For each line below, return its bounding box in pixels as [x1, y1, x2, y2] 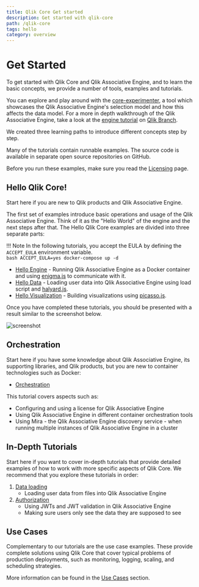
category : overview [6, 32, 56, 38]
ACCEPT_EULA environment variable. [6, 249, 93, 256]
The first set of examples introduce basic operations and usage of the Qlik [6, 211, 194, 218]
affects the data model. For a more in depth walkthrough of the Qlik [6, 110, 175, 117]
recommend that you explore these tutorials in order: [6, 471, 139, 478]
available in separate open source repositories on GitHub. [6, 153, 151, 160]
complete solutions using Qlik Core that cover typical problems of [6, 549, 172, 557]
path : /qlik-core [6, 20, 51, 26]
